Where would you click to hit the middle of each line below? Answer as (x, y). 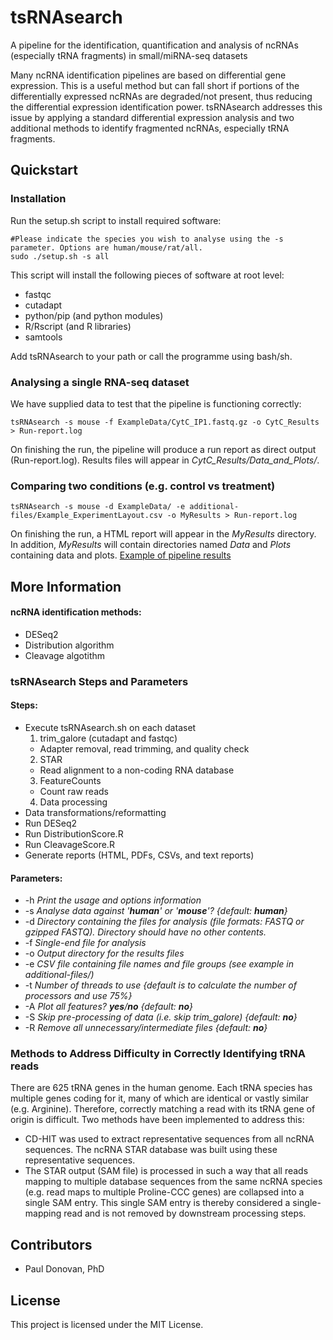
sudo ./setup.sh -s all (60, 256)
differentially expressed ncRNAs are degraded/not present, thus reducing (161, 96)
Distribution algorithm (69, 645)
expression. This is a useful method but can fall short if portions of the (155, 85)
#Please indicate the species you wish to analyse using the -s (147, 239)
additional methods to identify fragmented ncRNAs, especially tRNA (150, 128)
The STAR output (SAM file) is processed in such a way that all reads (166, 1171)
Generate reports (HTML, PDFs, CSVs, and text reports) (139, 855)
